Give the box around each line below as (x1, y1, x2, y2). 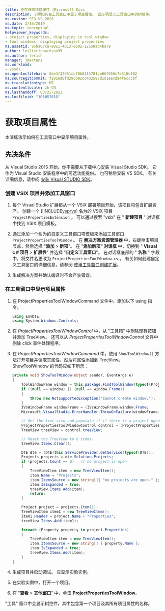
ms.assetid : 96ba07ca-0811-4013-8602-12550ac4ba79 (5, 44, 111, 49)
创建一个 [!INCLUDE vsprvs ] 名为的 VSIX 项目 (22, 208, 113, 214)
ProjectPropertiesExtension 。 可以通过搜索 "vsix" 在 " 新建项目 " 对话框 (12, 214, 160, 220)
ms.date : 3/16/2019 (5, 21, 45, 26)
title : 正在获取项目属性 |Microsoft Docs (5, 7, 85, 12)
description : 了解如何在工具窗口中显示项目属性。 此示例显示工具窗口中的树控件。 (5, 12, 153, 17)
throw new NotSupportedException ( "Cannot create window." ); (30, 396, 156, 401)
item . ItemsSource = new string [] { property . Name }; (30, 541, 140, 546)
